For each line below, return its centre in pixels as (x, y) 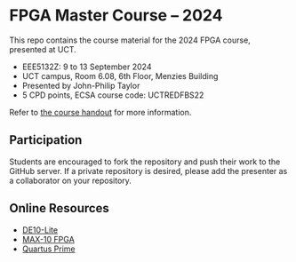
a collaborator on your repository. (70, 180)
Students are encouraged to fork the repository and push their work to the (145, 162)
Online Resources (59, 208)
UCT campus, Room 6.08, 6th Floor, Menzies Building (120, 75)
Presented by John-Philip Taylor (81, 85)
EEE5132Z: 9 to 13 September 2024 (87, 67)
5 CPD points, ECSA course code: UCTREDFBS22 (113, 95)
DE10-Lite (40, 230)
